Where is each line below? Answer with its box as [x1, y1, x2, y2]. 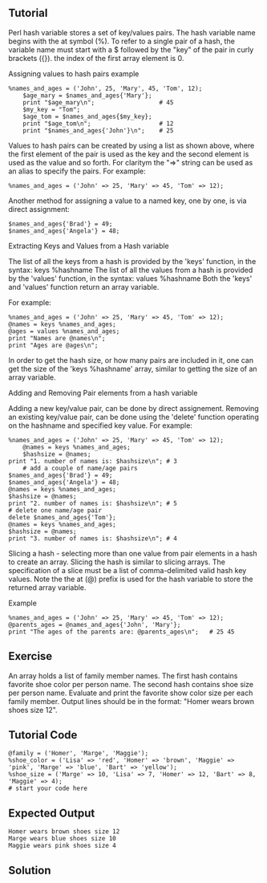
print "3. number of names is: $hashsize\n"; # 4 [8, 534, 178, 543]
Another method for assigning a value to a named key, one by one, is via [8, 196, 247, 205]
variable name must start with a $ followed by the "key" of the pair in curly [8, 44, 254, 55]
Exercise [8, 649, 53, 663]
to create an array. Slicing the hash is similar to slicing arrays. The [8, 557, 226, 567]
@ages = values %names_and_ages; [8, 327, 120, 336]
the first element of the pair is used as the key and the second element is [8, 149, 249, 159]
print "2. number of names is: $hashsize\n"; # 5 [8, 499, 178, 507]
